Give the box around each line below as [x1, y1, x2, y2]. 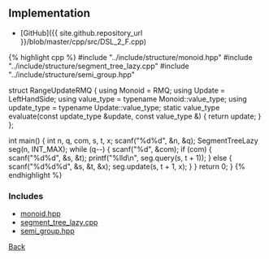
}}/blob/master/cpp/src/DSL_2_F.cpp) [20, 37, 147, 46]
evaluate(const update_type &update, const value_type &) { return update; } [8, 111, 262, 121]
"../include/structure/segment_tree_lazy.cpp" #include [8, 61, 189, 71]
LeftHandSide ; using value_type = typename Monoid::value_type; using [8, 93, 248, 104]
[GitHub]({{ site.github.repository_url [20, 28, 143, 37]
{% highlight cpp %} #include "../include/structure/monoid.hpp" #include [8, 52, 254, 62]
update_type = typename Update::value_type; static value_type [8, 102, 220, 112]
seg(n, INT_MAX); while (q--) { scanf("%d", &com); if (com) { [8, 144, 213, 153]
